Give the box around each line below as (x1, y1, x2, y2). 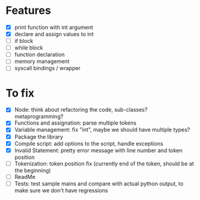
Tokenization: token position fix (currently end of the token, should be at (14, 160, 194, 167)
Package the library (14, 133, 63, 140)
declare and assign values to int (14, 31, 94, 37)
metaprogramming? (14, 113, 64, 120)
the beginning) (14, 167, 51, 174)
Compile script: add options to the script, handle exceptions (14, 140, 164, 147)
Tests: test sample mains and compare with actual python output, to (14, 179, 184, 187)
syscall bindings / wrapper (14, 65, 81, 72)
